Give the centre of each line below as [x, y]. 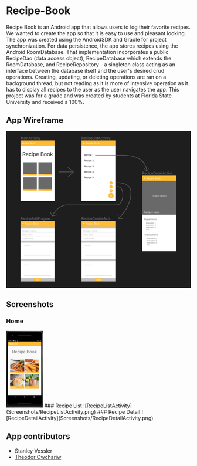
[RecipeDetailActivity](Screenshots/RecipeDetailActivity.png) [80, 418]
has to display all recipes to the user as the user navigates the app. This [93, 89]
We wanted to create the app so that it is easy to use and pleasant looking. [96, 33]
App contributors [38, 436]
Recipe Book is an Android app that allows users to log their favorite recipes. [98, 27]
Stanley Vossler [33, 451]
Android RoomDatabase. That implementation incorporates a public [87, 52]
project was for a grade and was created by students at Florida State [89, 96]
